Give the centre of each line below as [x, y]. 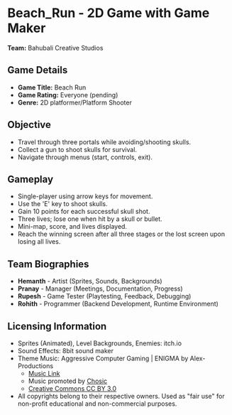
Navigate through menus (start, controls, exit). [85, 157]
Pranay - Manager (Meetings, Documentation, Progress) [100, 289]
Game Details [38, 70]
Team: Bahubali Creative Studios [55, 48]
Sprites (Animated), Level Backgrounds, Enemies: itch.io [100, 343]
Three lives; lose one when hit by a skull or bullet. [90, 219]
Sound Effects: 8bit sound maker [65, 351]
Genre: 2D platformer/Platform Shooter [75, 102]
